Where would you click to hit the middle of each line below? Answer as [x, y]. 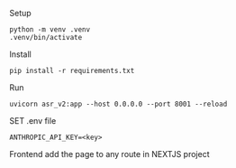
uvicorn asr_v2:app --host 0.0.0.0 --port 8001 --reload [118, 104]
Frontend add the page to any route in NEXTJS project [109, 154]
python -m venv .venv [50, 30]
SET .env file [33, 121]
